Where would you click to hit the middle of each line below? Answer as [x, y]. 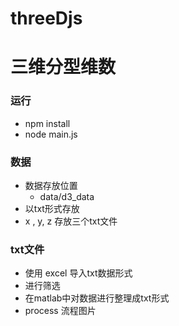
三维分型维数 [63, 67]
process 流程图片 [60, 311]
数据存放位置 [51, 185]
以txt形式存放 [52, 208]
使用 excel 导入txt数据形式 [78, 273]
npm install [47, 123]
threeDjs [46, 18]
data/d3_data [67, 196]
